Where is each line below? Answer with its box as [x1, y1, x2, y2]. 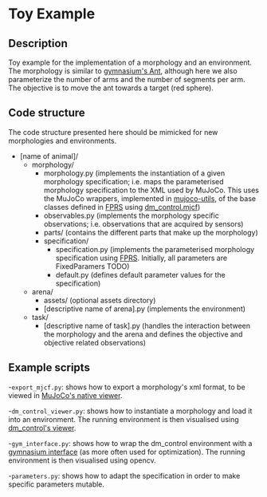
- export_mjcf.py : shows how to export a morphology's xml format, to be [8, 382, 245, 392]
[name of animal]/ [19, 151, 79, 160]
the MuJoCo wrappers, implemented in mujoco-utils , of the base [43, 193, 257, 203]
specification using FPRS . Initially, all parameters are [55, 253, 228, 262]
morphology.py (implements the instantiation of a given [43, 168, 226, 178]
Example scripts [8, 361, 90, 375]
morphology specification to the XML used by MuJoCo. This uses [43, 185, 259, 195]
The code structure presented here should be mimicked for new [8, 127, 218, 136]
